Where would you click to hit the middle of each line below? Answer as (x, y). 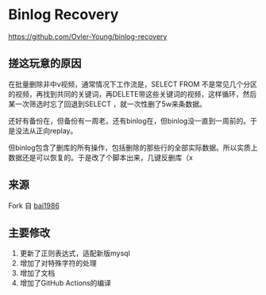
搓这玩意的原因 (45, 64)
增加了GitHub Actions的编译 (66, 283)
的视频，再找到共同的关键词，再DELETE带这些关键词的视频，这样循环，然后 (133, 94)
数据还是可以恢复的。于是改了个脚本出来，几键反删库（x (100, 157)
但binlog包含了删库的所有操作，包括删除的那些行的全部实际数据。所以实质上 (133, 147)
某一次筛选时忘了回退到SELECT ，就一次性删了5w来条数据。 (107, 104)
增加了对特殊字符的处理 (58, 263)
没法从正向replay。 (46, 130)
